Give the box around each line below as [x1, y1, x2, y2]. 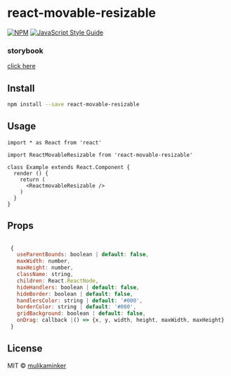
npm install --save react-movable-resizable [7, 101, 140, 108]
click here [7, 62, 37, 70]
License [7, 343, 43, 355]
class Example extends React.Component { [7, 163, 131, 170]
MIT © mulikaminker [7, 361, 67, 370]
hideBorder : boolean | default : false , [16, 290, 133, 297]
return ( [20, 176, 46, 183]
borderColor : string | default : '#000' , [16, 303, 137, 311]
